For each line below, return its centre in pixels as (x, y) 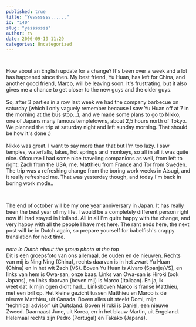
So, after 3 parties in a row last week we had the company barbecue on (92, 102)
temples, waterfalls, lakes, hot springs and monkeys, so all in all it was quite (97, 152)
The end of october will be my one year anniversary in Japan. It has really (95, 205)
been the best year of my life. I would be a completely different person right (97, 211)
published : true (26, 11)
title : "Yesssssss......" (38, 17)
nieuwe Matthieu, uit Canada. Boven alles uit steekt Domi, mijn (81, 299)
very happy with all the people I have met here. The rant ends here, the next (98, 224)
